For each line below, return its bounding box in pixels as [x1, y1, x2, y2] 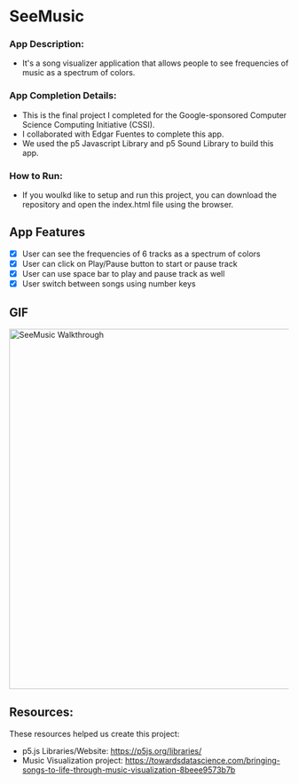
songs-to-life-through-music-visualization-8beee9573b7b [21, 764, 236, 775]
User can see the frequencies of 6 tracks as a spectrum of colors [21, 248, 261, 259]
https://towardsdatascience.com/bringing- [125, 755, 281, 765]
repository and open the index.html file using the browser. [21, 200, 234, 210]
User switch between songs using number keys [21, 278, 197, 289]
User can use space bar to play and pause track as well [21, 269, 225, 279]
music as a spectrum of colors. [21, 67, 136, 78]
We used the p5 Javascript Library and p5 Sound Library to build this [21, 137, 274, 148]
